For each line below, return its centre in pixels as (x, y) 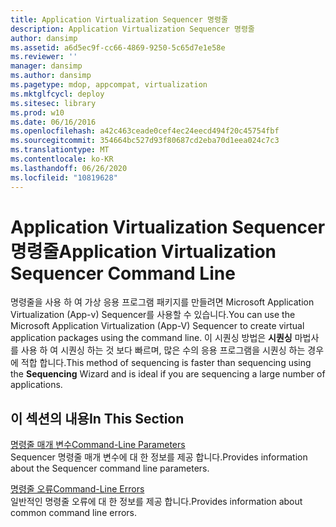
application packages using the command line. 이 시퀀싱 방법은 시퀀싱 (151, 338)
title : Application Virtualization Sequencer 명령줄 (119, 19)
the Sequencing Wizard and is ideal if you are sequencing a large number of (168, 374)
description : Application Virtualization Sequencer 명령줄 (132, 29)
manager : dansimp (46, 66)
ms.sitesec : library (53, 103)
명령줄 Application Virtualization (143, 251)
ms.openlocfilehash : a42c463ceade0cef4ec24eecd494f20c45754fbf (145, 131)
